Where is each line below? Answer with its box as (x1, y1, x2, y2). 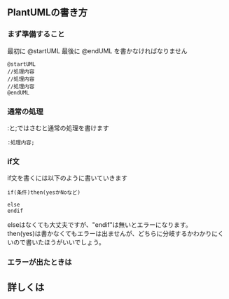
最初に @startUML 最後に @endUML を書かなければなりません (7, 46, 188, 55)
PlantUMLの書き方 (7, 6, 88, 19)
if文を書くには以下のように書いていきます (7, 174, 128, 182)
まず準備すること (7, 29, 65, 39)
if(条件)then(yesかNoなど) (7, 189, 81, 196)
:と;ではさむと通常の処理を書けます (7, 123, 110, 132)
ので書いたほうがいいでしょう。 (13, 238, 105, 246)
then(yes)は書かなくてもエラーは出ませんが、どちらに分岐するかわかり (7, 230, 212, 238)
